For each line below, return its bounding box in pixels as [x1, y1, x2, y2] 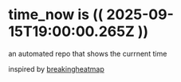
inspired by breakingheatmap [8, 64, 105, 73]
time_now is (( [8, 6, 104, 24]
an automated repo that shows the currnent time [8, 49, 167, 58]
